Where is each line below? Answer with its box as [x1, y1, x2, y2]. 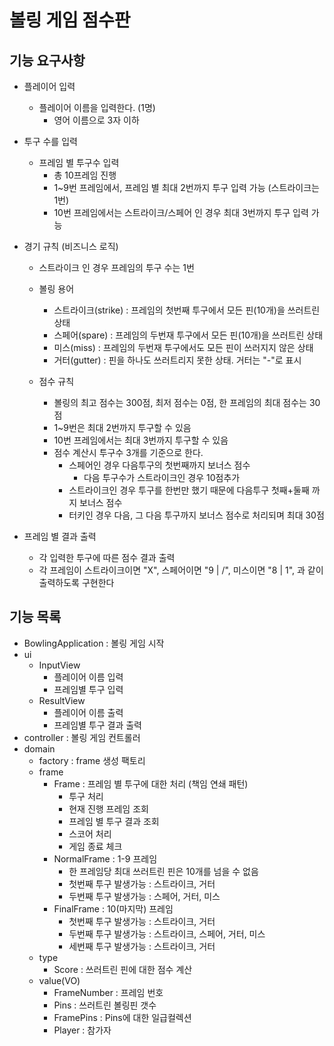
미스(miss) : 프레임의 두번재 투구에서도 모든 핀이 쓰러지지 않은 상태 [53, 342, 314, 353]
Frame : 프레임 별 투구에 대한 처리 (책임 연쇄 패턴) [53, 777, 249, 790]
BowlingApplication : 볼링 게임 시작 [23, 637, 165, 649]
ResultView [38, 694, 86, 706]
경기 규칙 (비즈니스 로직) [23, 241, 119, 252]
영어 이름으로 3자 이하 [53, 114, 140, 126]
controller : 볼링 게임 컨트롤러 [23, 731, 141, 743]
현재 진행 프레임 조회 [68, 802, 149, 815]
